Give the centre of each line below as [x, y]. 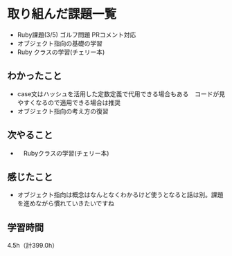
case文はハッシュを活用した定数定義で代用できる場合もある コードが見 [121, 93]
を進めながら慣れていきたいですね [65, 203]
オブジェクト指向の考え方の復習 [63, 111]
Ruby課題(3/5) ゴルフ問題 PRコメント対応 [77, 35]
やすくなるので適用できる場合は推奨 [69, 102]
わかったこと [35, 76]
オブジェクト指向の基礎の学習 [60, 43]
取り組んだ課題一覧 [62, 14]
